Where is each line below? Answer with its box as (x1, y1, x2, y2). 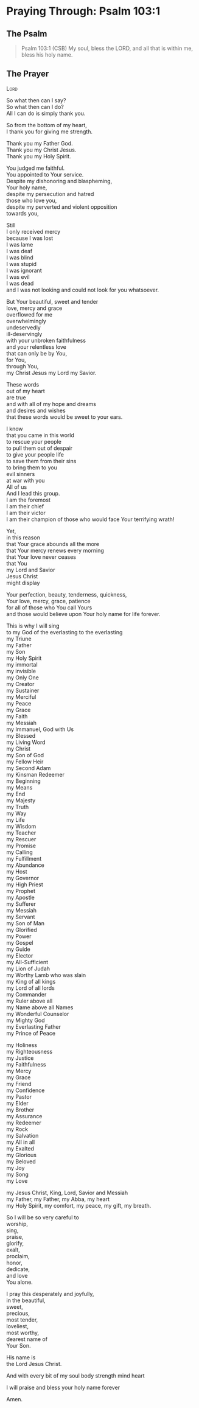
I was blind (6, 254, 33, 261)
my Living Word (6, 738, 46, 746)
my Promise (6, 842, 37, 849)
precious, (6, 1309, 30, 1317)
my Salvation (6, 1132, 39, 1139)
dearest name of (6, 1335, 47, 1343)
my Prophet (6, 887, 35, 894)
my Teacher (6, 829, 37, 836)
